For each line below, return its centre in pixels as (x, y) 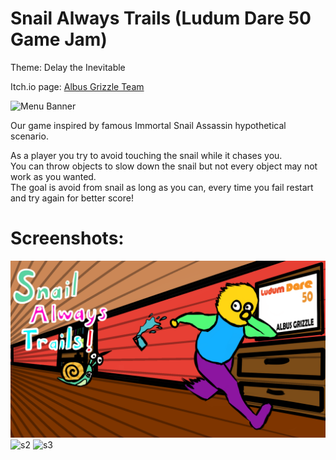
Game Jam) (59, 39)
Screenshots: (67, 238)
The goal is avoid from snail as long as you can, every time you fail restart (162, 187)
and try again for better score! (72, 198)
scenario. (29, 136)
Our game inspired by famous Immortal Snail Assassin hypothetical (148, 125)
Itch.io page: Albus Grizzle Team (77, 86)
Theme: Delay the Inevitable (68, 67)
